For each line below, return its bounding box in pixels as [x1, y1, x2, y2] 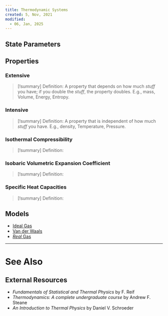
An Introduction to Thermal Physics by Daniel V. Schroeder [12, 305, 134, 311]
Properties [5, 57, 39, 66]
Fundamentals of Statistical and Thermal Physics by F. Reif [12, 289, 135, 295]
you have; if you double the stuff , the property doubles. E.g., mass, [17, 89, 155, 95]
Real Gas [12, 234, 31, 240]
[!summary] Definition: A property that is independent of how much [17, 118, 156, 124]
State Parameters [5, 40, 61, 48]
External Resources [5, 275, 67, 284]
